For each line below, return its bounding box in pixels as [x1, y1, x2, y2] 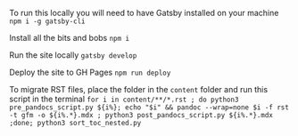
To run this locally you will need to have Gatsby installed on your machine [9, 8, 279, 18]
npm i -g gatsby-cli [9, 17, 87, 26]
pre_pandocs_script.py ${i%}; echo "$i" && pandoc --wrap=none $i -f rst [9, 103, 290, 112]
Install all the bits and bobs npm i [9, 33, 130, 43]
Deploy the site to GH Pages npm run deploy [9, 67, 171, 77]
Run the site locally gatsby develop [9, 50, 137, 60]
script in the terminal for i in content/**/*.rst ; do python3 [9, 93, 239, 104]
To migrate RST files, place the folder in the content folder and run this [9, 84, 269, 94]
